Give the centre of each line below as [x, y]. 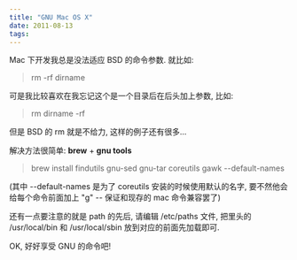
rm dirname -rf [58, 114]
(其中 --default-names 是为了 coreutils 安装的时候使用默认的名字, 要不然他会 [148, 187]
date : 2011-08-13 [41, 26]
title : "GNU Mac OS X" [51, 17]
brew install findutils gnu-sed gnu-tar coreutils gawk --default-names [158, 168]
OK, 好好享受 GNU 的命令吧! [60, 246]
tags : [19, 34]
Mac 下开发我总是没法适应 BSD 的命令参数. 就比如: [102, 60]
